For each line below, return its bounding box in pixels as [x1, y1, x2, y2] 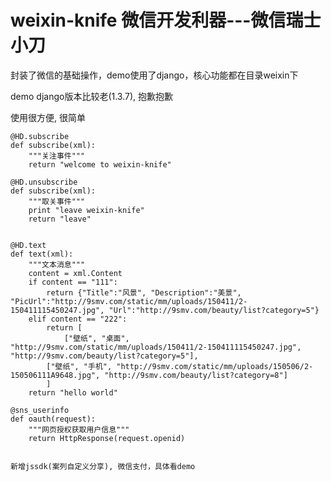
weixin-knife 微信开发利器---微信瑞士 [10, 9, 322, 32]
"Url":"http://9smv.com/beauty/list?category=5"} [108, 305, 320, 315]
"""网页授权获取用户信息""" [28, 424, 130, 435]
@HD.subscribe [10, 131, 70, 141]
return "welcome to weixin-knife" [28, 159, 172, 170]
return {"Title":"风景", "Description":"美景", [46, 287, 242, 298]
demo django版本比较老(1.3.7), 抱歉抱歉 [10, 90, 174, 102]
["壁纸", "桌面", [63, 333, 130, 343]
